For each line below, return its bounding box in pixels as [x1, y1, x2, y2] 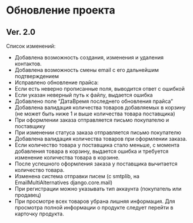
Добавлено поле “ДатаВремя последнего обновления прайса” [14, 98, 174, 105]
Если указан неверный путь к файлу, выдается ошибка [14, 92, 153, 98]
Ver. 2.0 [6, 27, 36, 37]
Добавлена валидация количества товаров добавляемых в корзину [14, 104, 186, 111]
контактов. [14, 60, 42, 67]
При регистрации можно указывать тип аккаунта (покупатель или [14, 185, 182, 192]
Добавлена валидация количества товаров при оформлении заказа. [14, 135, 187, 142]
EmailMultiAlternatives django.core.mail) [14, 179, 113, 186]
